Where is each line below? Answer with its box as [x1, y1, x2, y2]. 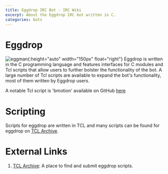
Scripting [5, 105, 46, 117]
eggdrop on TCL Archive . [5, 128, 59, 134]
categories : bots [5, 17, 43, 22]
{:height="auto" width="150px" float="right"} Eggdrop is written [27, 56, 163, 62]
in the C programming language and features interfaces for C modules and [5, 61, 163, 68]
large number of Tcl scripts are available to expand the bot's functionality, [5, 72, 161, 78]
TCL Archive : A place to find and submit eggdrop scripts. [12, 163, 134, 169]
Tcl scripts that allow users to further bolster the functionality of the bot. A [5, 67, 162, 73]
